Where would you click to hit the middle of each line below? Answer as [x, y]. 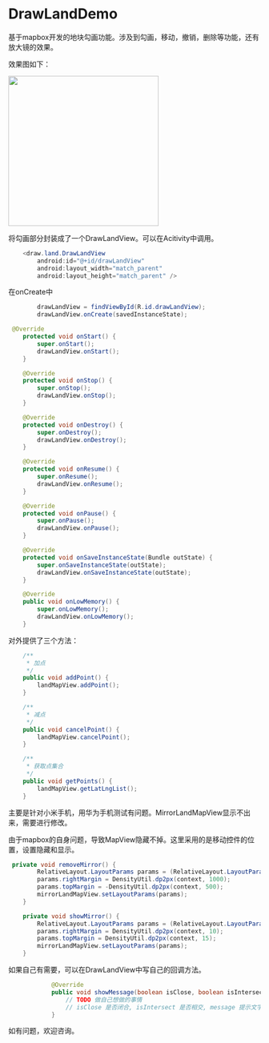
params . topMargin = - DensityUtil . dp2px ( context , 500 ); [130, 887]
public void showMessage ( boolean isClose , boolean [137, 992]
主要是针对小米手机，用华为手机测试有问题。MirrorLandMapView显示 [122, 812]
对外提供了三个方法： [43, 640]
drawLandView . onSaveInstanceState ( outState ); [114, 572]
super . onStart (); [66, 344]
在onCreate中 [31, 292]
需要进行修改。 [47, 822]
